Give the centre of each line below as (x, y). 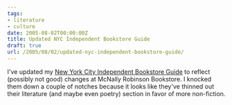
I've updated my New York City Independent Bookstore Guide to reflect (109, 71)
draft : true (24, 46)
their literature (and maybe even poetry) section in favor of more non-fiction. (116, 93)
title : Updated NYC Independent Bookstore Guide (79, 39)
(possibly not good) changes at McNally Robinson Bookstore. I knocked (109, 79)
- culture (21, 26)
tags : (15, 13)
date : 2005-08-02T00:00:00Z (48, 33)
